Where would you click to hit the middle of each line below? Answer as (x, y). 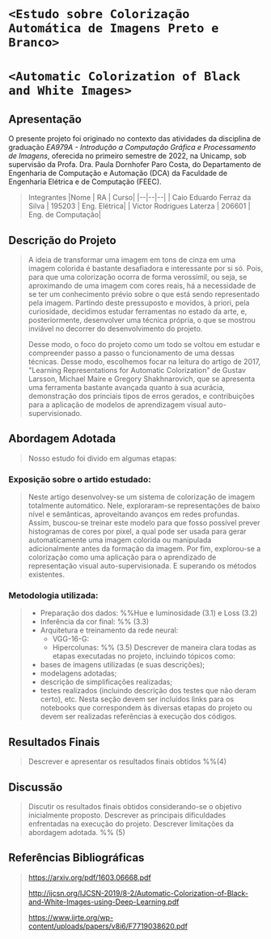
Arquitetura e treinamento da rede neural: (109, 630)
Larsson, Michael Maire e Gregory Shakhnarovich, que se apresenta (142, 379)
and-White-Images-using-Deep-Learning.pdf (104, 902)
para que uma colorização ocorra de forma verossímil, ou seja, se (138, 277)
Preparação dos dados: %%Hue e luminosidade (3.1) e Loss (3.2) (149, 613)
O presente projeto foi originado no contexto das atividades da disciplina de (135, 139)
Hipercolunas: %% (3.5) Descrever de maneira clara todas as (154, 648)
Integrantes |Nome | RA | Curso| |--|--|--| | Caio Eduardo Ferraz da (140, 198)
